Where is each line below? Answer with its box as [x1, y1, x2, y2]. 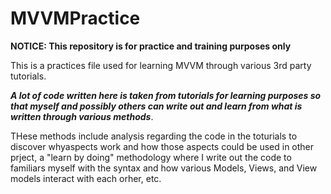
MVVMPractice [10, 7, 141, 30]
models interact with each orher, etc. [10, 172, 162, 184]
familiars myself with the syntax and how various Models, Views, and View [10, 162, 318, 174]
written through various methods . [10, 110, 154, 122]
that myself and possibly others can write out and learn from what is [10, 100, 303, 112]
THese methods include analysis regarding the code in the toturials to [10, 130, 298, 142]
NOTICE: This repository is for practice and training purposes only [10, 40, 292, 52]
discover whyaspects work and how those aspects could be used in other [10, 140, 315, 152]
